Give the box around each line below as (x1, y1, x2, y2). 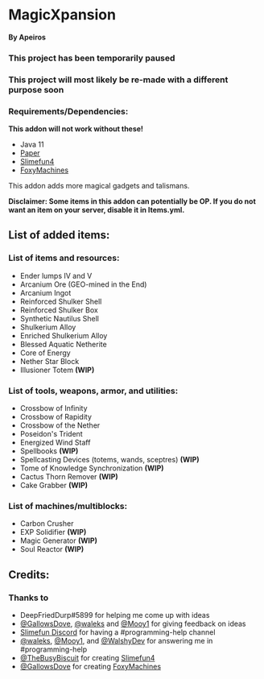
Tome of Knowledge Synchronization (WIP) (19, 463, 164, 473)
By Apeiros (8, 32, 47, 42)
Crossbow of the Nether (19, 420, 101, 430)
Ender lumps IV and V (19, 271, 93, 280)
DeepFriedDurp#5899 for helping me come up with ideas (19, 611, 210, 620)
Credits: (8, 568, 50, 582)
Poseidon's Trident (19, 429, 83, 439)
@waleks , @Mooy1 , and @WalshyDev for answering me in (19, 636, 213, 646)
